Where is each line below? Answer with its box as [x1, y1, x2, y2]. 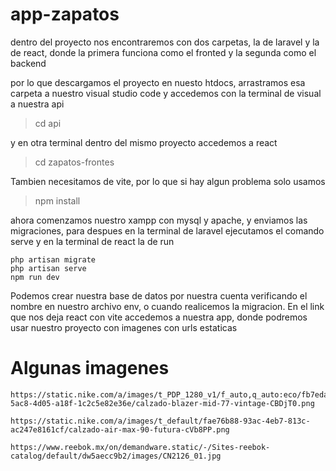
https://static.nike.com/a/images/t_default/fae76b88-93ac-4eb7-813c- [10, 416, 311, 426]
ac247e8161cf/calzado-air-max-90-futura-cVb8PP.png [10, 424, 230, 435]
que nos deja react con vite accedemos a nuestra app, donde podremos [10, 311, 308, 323]
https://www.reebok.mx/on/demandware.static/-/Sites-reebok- [10, 442, 271, 452]
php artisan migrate [10, 254, 97, 265]
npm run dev [10, 272, 60, 282]
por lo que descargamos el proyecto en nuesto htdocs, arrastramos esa [10, 76, 306, 88]
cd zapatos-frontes [34, 156, 115, 168]
